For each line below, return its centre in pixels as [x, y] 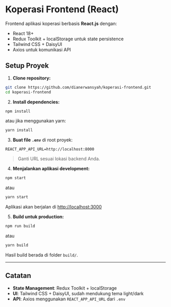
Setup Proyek [27, 66]
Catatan [18, 276]
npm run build [20, 226]
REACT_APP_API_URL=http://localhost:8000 [50, 149]
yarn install [19, 130]
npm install [18, 111]
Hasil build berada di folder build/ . [42, 255]
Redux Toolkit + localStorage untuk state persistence [68, 39]
